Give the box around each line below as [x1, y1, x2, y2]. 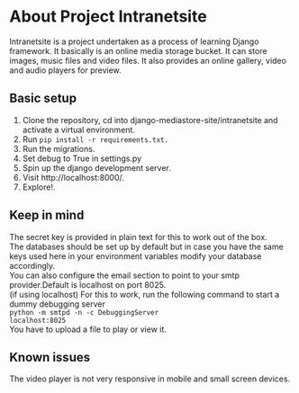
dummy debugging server [9, 299, 105, 309]
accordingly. [9, 260, 56, 271]
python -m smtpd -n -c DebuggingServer [9, 308, 159, 317]
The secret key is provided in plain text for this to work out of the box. [9, 231, 267, 242]
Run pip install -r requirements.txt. [22, 133, 169, 145]
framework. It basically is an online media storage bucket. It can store [9, 45, 267, 56]
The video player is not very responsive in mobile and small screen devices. [9, 373, 291, 384]
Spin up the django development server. [22, 162, 171, 173]
